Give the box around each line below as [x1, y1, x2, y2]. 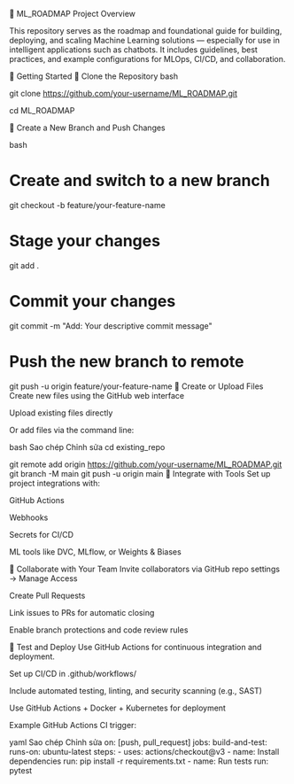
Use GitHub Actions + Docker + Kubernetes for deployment [9, 702, 226, 713]
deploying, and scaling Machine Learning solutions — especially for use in [9, 35, 281, 45]
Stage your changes [9, 231, 161, 252]
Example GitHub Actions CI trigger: [9, 719, 137, 730]
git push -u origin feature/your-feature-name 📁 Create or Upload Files [9, 381, 264, 392]
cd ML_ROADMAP [9, 105, 75, 115]
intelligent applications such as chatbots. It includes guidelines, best [9, 44, 259, 55]
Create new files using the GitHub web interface [9, 390, 185, 400]
